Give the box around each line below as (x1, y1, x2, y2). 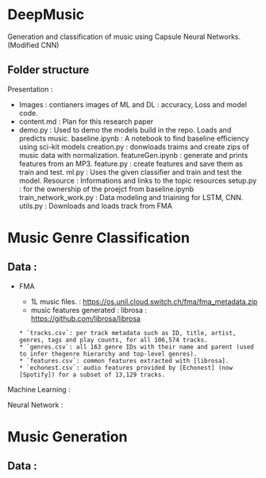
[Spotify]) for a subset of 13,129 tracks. (18, 371, 166, 379)
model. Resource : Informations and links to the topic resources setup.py (18, 175, 257, 185)
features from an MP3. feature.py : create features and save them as (18, 159, 243, 168)
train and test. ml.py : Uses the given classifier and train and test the (18, 167, 242, 176)
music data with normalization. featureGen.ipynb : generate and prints (18, 150, 249, 160)
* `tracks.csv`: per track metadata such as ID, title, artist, (18, 329, 237, 337)
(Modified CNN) (7, 40, 60, 49)
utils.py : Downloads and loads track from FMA (18, 201, 172, 210)
